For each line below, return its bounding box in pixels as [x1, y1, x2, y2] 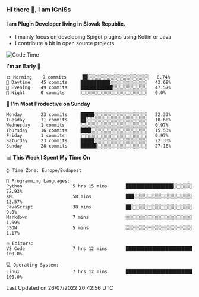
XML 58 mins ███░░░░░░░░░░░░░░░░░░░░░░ [6, 193, 193, 200]
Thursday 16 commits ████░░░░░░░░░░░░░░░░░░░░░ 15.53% [6, 127, 171, 133]
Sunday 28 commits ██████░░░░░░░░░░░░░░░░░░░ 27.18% [6, 143, 171, 149]
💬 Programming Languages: [6, 178, 70, 184]
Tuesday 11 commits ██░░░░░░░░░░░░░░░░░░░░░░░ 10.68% [6, 117, 171, 123]
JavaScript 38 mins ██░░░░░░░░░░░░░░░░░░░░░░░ [6, 204, 193, 210]
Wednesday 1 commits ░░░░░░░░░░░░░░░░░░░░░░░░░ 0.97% [6, 122, 169, 129]
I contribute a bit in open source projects [14, 40, 115, 47]
